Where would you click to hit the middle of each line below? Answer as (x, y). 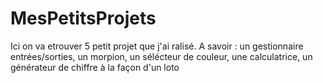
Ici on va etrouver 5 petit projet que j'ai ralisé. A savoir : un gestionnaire (157, 46)
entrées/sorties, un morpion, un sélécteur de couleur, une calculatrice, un (161, 56)
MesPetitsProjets (83, 18)
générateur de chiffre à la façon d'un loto (95, 67)
